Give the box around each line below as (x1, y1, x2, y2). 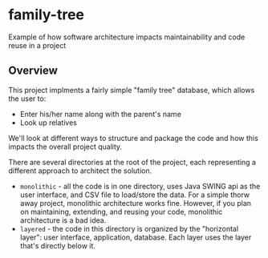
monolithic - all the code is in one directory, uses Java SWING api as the (19, 181, 261, 191)
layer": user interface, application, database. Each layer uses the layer (19, 232, 252, 242)
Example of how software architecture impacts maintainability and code (8, 32, 246, 42)
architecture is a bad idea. (19, 215, 107, 225)
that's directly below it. (19, 240, 96, 250)
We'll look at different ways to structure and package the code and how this (8, 133, 258, 143)
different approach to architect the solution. (8, 166, 152, 175)
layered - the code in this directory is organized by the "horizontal (19, 224, 239, 233)
